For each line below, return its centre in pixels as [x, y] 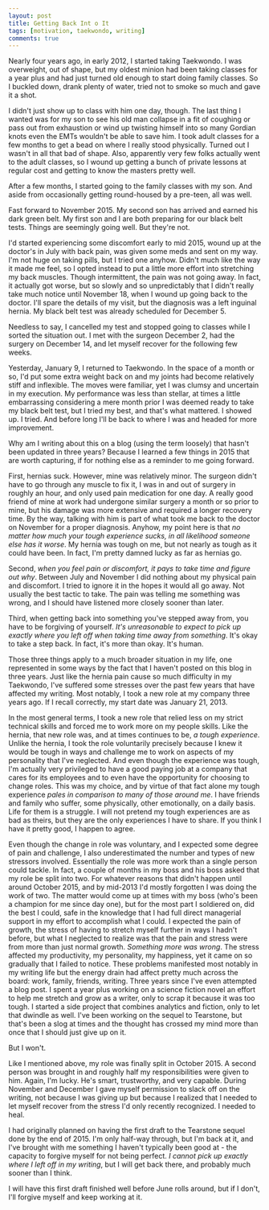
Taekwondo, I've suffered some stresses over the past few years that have [132, 685]
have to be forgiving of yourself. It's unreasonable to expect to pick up [125, 627]
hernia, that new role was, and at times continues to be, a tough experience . [134, 735]
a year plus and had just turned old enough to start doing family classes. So [133, 78]
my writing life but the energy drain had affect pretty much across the [123, 973]
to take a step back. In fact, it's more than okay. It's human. [106, 644]
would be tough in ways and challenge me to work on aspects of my [121, 752]
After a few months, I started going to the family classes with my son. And [130, 187]
